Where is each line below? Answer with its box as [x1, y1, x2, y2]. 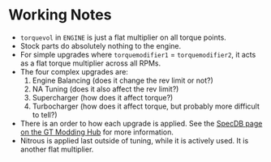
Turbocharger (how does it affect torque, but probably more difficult [32, 101, 260, 111]
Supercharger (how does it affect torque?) [32, 92, 174, 102]
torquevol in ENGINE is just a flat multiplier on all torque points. [19, 32, 227, 42]
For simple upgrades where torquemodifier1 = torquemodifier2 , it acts [19, 49, 256, 59]
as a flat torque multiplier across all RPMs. [19, 58, 161, 68]
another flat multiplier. [19, 144, 94, 154]
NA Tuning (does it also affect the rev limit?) [32, 83, 179, 94]
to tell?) [32, 109, 58, 119]
